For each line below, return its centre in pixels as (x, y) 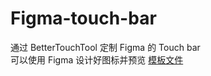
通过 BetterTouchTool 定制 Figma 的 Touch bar (105, 47)
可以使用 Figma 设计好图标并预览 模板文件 (97, 59)
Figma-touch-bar (83, 18)
